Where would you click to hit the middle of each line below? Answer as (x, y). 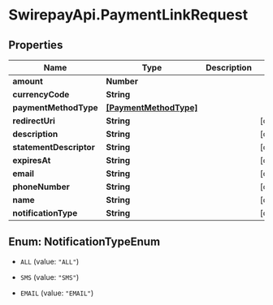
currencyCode (41, 95)
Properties (36, 45)
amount (28, 81)
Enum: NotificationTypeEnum (84, 242)
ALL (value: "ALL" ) (50, 261)
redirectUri (34, 121)
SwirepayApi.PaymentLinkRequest (128, 15)
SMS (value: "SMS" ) (50, 277)
